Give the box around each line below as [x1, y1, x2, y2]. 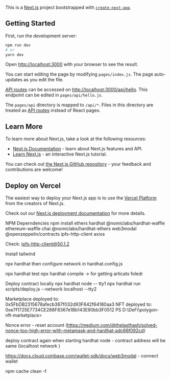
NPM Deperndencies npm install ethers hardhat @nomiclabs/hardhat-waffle [5, 220, 165, 227]
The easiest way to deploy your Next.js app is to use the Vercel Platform [5, 195, 157, 201]
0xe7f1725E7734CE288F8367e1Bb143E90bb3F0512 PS [5, 307, 121, 313]
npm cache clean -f [5, 368, 47, 374]
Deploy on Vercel [5, 181, 61, 190]
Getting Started [5, 19, 56, 28]
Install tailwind [5, 251, 36, 257]
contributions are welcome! [5, 166, 63, 173]
